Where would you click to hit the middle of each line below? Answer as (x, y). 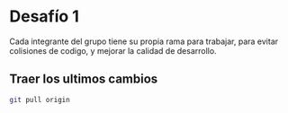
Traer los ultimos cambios (84, 79)
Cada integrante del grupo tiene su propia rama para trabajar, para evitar (144, 41)
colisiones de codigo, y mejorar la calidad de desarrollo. (113, 50)
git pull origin (40, 100)
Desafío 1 (44, 17)
